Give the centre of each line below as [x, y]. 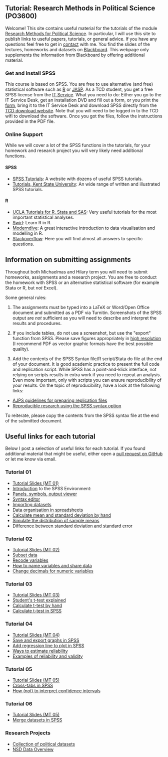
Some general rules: [26, 297]
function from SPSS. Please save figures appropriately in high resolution [87, 338]
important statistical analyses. [43, 217]
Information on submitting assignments [68, 260]
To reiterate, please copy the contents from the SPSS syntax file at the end [82, 415]
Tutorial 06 [19, 703]
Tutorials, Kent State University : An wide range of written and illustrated [86, 184]
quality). [21, 349]
